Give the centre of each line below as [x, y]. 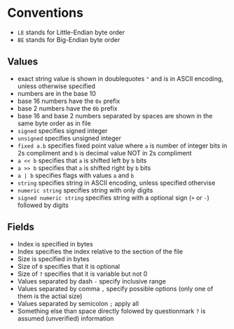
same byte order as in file [54, 123]
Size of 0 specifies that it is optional [69, 266]
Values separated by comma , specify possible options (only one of [115, 288]
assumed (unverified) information [66, 318]
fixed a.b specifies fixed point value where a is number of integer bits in [122, 146]
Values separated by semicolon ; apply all [78, 303]
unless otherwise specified [56, 86]
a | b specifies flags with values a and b [76, 175]
